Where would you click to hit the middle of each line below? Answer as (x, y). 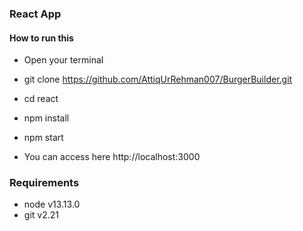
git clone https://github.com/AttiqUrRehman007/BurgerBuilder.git (158, 79)
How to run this (41, 38)
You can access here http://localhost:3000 (112, 157)
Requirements (44, 183)
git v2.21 (41, 215)
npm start (43, 138)
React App (35, 14)
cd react (41, 99)
